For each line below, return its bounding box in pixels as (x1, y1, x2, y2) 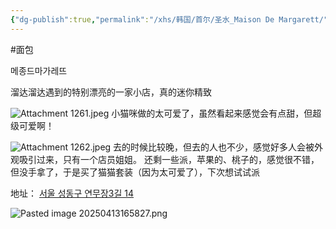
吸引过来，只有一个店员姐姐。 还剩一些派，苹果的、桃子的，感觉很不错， (18, 153, 320, 165)
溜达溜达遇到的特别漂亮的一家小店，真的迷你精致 (10, 86, 212, 98)
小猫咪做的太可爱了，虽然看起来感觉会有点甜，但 (111, 107, 313, 119)
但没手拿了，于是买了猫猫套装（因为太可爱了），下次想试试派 (10, 166, 260, 178)
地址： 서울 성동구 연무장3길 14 (10, 187, 135, 199)
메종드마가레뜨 (10, 64, 68, 76)
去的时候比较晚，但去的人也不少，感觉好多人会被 (113, 141, 315, 153)
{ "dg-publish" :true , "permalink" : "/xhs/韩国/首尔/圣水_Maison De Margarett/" (10, 14, 329, 25)
